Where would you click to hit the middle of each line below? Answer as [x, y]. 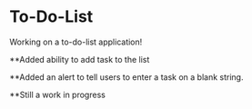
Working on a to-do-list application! [76, 42]
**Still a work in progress [58, 94]
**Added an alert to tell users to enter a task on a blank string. [126, 77]
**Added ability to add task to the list [80, 59]
